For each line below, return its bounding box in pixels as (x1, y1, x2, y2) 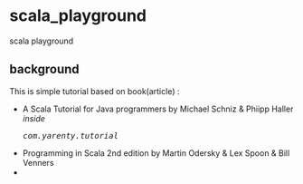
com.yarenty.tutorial (22, 131, 119, 140)
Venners (22, 157, 54, 168)
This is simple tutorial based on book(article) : (9, 85, 180, 96)
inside (22, 112, 45, 123)
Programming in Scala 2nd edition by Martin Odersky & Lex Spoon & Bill (22, 147, 290, 159)
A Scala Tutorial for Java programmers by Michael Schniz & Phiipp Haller (22, 103, 294, 114)
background (9, 62, 80, 77)
